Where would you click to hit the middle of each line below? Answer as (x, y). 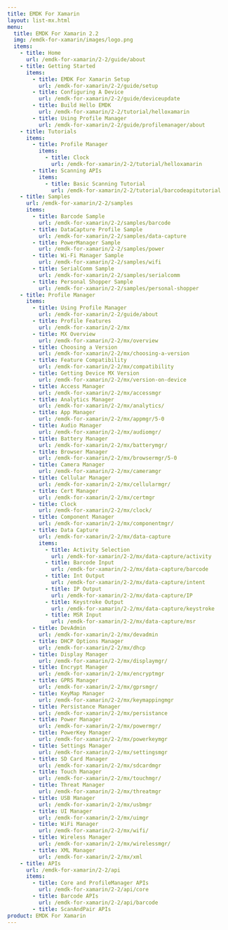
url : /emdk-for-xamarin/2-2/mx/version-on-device (113, 380)
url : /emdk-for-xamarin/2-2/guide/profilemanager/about (122, 125)
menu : (15, 27)
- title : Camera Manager (69, 465)
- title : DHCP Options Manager (78, 641)
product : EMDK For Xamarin (47, 916)
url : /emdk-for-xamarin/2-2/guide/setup (98, 86)
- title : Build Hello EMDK (72, 105)
